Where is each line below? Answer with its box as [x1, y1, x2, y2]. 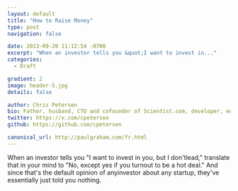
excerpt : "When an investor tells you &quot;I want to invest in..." [7, 50, 217, 57]
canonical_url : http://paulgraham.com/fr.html [7, 134, 147, 141]
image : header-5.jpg [7, 82, 69, 89]
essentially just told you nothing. [7, 175, 102, 184]
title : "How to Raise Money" [7, 17, 93, 24]
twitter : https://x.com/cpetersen [7, 115, 110, 122]
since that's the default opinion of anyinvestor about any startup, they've [7, 168, 220, 177]
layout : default [7, 10, 55, 18]
